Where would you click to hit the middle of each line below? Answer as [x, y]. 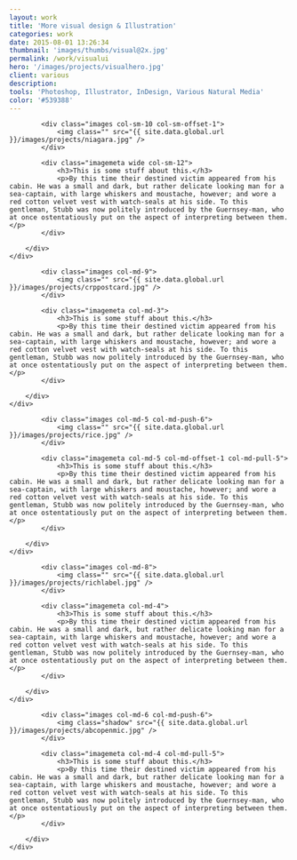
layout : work [33, 17]
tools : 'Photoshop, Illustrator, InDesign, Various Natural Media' [137, 92]
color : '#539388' [41, 100]
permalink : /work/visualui [59, 59]
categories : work [41, 34]
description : [33, 84]
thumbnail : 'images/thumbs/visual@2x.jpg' [89, 51]
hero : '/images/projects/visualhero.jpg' [87, 68]
